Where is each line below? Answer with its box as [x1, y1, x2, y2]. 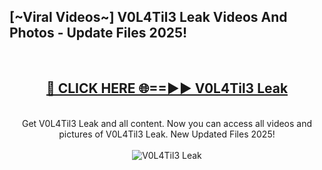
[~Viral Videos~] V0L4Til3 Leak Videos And [9, 9, 288, 26]
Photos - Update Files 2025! [9, 25, 188, 42]
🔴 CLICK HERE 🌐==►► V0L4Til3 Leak [45, 80, 289, 97]
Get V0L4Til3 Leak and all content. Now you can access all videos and [21, 117, 313, 129]
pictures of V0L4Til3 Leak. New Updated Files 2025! [58, 128, 276, 140]
